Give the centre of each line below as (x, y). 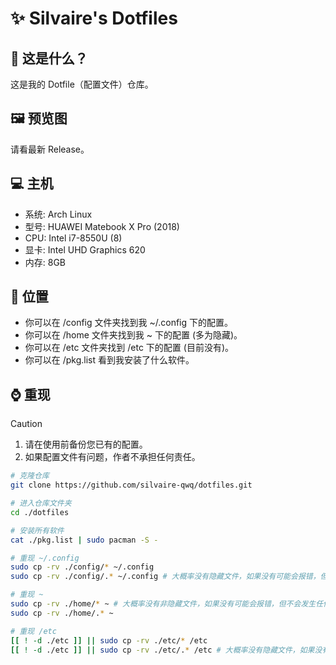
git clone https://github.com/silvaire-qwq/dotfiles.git (131, 485)
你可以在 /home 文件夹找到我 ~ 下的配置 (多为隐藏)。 (133, 335)
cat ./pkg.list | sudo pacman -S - (84, 540)
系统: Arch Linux (58, 214)
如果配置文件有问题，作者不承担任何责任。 (112, 457)
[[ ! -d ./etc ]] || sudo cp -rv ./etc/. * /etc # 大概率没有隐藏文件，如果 (162, 650)
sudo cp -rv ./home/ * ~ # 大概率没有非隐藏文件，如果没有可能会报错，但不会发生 (163, 604)
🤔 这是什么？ (49, 58)
